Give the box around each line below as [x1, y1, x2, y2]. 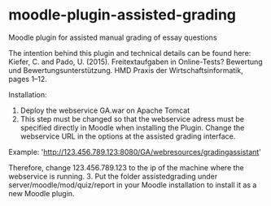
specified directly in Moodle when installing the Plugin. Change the [20, 122, 245, 132]
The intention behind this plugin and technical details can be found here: [8, 48, 251, 58]
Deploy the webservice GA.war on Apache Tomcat [20, 105, 190, 115]
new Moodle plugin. [8, 188, 75, 198]
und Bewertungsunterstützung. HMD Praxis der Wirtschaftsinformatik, [8, 65, 243, 75]
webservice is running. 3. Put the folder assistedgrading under [8, 171, 218, 181]
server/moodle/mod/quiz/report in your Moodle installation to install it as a [8, 180, 257, 190]
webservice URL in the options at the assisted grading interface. [20, 131, 236, 141]
